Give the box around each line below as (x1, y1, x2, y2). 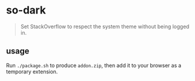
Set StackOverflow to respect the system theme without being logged (20, 23, 190, 30)
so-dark (6, 4, 46, 17)
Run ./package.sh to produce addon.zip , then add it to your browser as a (6, 62, 181, 69)
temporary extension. (6, 68, 58, 75)
